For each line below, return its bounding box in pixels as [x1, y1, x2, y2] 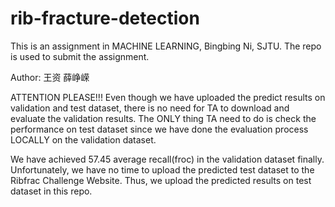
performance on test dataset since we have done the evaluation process [10, 123, 309, 135]
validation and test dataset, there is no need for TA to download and [10, 102, 290, 114]
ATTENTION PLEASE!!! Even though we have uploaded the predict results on [10, 91, 326, 103]
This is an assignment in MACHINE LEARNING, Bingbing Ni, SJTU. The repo [10, 40, 322, 52]
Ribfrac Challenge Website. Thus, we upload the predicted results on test [10, 174, 312, 186]
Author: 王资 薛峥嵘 [10, 71, 90, 83]
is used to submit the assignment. [10, 50, 150, 62]
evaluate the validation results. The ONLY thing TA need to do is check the [10, 112, 317, 124]
